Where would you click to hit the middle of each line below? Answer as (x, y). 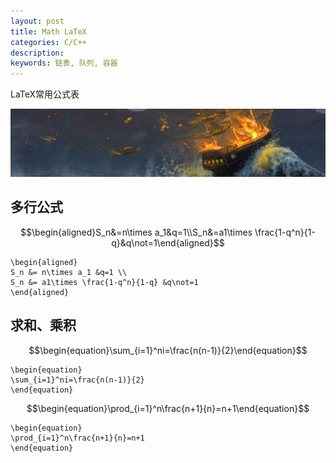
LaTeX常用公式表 (45, 94)
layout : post (37, 21)
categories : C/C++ (48, 42)
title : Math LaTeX (48, 31)
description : (37, 53)
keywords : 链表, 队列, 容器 (64, 63)
